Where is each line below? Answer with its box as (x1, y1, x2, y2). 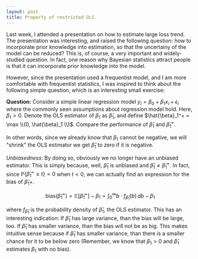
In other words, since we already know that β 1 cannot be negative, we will (6, 133, 187, 142)
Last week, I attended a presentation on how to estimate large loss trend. (6, 30, 185, 38)
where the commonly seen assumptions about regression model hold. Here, (6, 105, 193, 113)
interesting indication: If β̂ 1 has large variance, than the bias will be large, (6, 214, 185, 223)
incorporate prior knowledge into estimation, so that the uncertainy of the (6, 43, 187, 51)
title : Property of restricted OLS (6, 14, 95, 20)
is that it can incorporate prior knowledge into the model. (6, 62, 146, 69)
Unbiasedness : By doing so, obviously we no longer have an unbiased (6, 154, 179, 161)
